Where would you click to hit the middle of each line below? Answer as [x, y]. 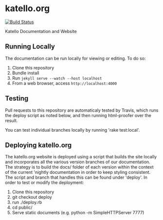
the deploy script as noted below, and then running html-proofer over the [78, 115]
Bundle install [26, 73]
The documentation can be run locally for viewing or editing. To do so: [75, 58]
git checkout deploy [32, 197]
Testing [17, 98]
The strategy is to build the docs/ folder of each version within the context [79, 167]
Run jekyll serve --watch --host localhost [57, 78]
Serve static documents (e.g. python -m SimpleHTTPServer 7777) [78, 213]
